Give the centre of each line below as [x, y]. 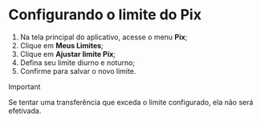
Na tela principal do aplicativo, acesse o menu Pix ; [104, 37]
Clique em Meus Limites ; [62, 45]
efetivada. [25, 111]
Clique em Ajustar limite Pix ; [68, 54]
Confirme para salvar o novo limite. [78, 71]
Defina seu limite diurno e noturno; [77, 63]
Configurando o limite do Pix [105, 15]
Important [24, 87]
